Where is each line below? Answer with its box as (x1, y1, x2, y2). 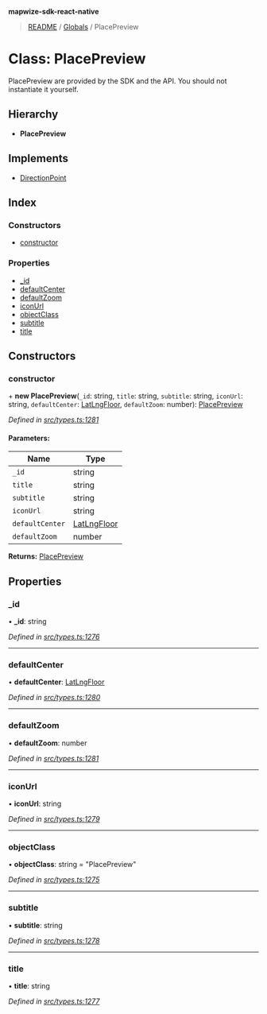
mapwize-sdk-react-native (8, 7, 99, 16)
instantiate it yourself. (8, 84, 79, 94)
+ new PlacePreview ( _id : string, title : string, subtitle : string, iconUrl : (8, 391, 244, 401)
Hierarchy (8, 107, 59, 122)
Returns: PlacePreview (8, 552, 84, 561)
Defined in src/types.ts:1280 (8, 693, 101, 702)
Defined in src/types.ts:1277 (8, 997, 100, 1006)
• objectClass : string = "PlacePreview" (8, 860, 137, 869)
